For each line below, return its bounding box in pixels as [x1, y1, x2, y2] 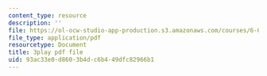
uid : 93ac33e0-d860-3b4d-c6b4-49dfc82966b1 [8, 56, 155, 64]
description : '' [8, 19, 62, 27]
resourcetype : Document [8, 41, 87, 49]
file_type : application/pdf [8, 33, 102, 42]
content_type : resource [8, 11, 87, 20]
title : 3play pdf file [8, 48, 83, 56]
